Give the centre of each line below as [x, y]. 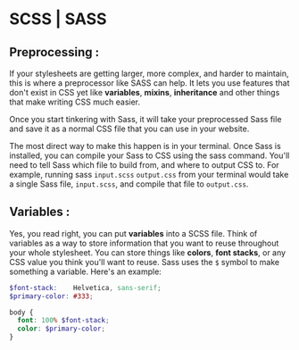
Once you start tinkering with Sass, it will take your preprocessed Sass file [145, 119]
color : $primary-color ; [61, 329]
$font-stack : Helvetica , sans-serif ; [86, 287]
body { [21, 312]
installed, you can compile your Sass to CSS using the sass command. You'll [149, 155]
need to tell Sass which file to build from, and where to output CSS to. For [144, 165]
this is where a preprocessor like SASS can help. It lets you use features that [149, 83]
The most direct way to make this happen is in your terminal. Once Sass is [145, 146]
